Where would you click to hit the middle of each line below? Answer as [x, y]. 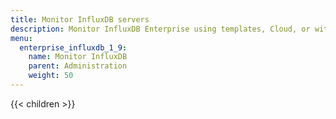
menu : [21, 38]
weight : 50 [51, 76]
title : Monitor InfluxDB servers [80, 19]
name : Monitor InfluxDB [78, 57]
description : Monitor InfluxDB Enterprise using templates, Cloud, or [160, 29]
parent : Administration [78, 66]
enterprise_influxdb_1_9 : [73, 47]
